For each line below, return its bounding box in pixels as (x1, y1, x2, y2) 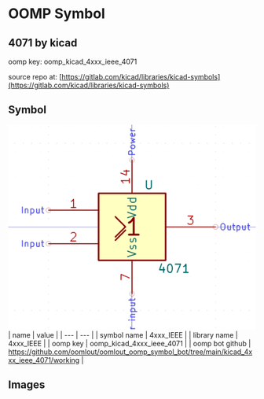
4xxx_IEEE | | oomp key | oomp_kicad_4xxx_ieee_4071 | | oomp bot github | (8, 338, 251, 348)
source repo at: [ (8, 72, 62, 81)
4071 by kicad (8, 36, 78, 50)
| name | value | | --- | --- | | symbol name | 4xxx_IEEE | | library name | (8, 330, 238, 339)
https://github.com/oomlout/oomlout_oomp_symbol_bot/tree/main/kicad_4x (8, 347, 253, 357)
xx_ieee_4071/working (8, 355, 80, 364)
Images (8, 379, 46, 391)
